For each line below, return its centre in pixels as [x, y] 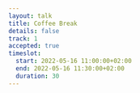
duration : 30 [38, 76]
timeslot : [25, 53]
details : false [34, 31]
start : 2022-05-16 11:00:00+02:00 [74, 61]
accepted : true [34, 46]
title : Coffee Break [43, 23]
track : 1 [23, 38]
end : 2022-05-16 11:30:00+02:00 [70, 69]
